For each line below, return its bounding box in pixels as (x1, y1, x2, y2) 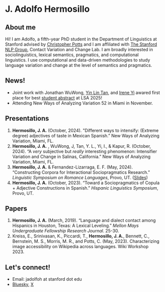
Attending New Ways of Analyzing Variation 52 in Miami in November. (12, 100, 153, 106)
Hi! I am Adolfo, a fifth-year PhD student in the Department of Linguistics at (5, 36, 157, 42)
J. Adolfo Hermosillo (5, 3, 90, 15)
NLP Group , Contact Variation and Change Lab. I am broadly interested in (5, 47, 153, 52)
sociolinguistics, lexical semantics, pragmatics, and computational (5, 52, 139, 58)
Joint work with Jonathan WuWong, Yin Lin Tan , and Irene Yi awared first (12, 90, 161, 96)
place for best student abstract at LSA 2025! (12, 95, 102, 100)
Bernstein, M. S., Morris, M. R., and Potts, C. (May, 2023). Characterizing (12, 238, 160, 244)
